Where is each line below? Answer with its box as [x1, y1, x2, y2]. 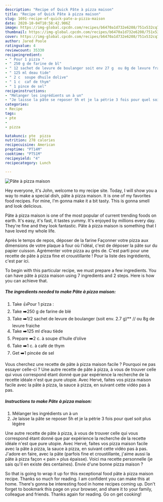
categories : [5, 102, 29, 107]
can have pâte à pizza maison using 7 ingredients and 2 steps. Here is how [5, 273, 155, 278]
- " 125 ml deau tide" [5, 70, 51, 75]
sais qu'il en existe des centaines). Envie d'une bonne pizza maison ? [5, 461, 143, 467]
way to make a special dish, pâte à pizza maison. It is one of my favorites [5, 192, 151, 198]
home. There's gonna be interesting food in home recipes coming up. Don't [5, 481, 156, 487]
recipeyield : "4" [5, 156, 40, 161]
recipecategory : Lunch [5, 160, 51, 165]
